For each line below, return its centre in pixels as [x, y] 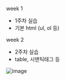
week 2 [15, 40]
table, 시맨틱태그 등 [37, 59]
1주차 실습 [26, 21]
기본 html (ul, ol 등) [37, 28]
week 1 [14, 9]
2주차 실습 [27, 52]
